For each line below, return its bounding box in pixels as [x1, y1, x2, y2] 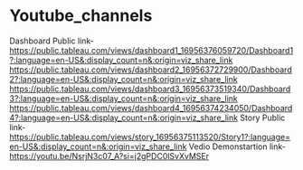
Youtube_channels [9, 5, 153, 26]
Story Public [239, 112, 286, 123]
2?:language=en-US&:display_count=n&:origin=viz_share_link [9, 73, 238, 84]
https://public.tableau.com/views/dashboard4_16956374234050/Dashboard [9, 102, 293, 113]
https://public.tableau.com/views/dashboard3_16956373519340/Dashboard [9, 83, 291, 94]
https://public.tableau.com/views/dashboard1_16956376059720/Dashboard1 [9, 44, 294, 55]
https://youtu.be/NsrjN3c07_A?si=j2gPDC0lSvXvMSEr [9, 150, 210, 161]
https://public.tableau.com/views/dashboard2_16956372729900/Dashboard [9, 64, 292, 75]
